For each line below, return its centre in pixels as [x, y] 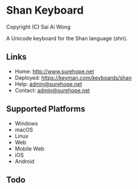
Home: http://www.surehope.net [54, 71]
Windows [26, 123]
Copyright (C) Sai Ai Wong [38, 27]
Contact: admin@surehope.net [52, 90]
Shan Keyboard [45, 10]
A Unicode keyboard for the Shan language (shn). [67, 38]
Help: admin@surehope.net [48, 84]
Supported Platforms [46, 109]
